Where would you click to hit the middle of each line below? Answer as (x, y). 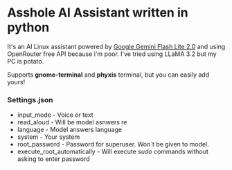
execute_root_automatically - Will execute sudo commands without (113, 152)
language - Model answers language (70, 130)
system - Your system (48, 137)
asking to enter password (53, 159)
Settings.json (30, 100)
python (28, 27)
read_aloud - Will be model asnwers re (72, 122)
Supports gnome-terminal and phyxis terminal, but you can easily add (108, 75)
